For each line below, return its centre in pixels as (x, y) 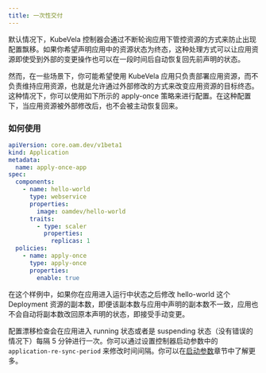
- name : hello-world (56, 190)
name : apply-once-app (51, 167)
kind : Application (39, 152)
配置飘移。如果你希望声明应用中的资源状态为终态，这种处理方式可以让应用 (130, 49)
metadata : (25, 160)
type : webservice (58, 197)
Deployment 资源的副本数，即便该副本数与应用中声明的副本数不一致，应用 (130, 304)
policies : (31, 248)
